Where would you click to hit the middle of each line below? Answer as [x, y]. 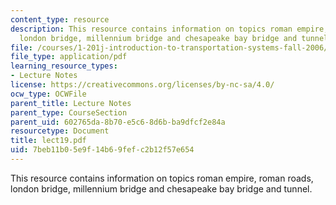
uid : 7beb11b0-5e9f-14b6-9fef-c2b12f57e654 [102, 150]
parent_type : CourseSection [69, 112]
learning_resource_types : [64, 66]
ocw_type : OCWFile [48, 94]
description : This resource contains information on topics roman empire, [169, 29]
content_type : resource [60, 19]
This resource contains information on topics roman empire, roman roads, [162, 178]
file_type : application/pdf [69, 57]
